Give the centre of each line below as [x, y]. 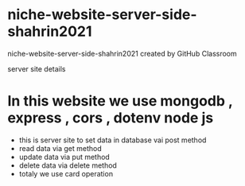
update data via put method [64, 157]
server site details [37, 68]
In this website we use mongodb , [120, 101]
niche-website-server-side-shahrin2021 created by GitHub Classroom [122, 53]
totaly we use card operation [66, 173]
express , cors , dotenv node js [111, 118]
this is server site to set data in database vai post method [113, 140]
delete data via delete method [68, 165]
